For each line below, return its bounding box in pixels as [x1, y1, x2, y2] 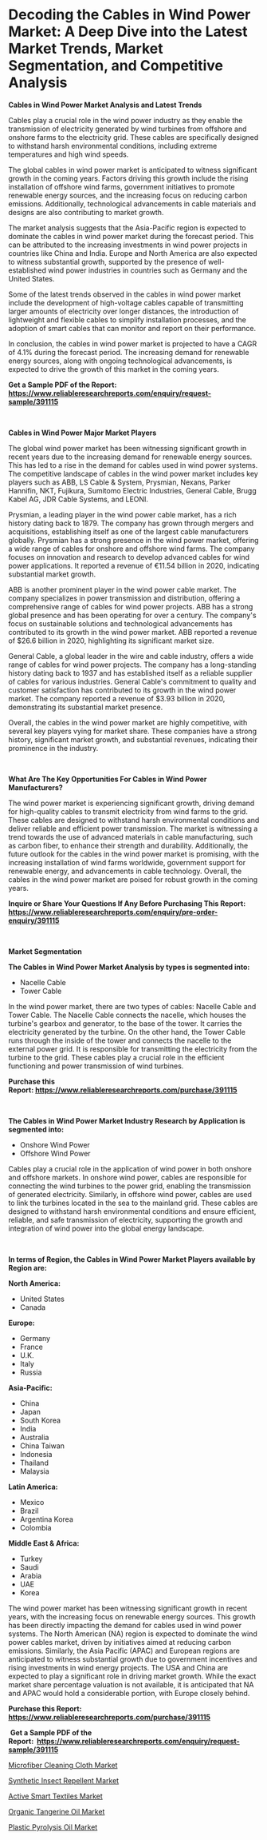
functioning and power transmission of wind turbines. [8, 1061, 184, 1071]
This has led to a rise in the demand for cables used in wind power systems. [8, 460, 258, 469]
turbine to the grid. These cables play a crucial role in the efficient [8, 1052, 225, 1062]
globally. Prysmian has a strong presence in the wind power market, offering [8, 535, 259, 545]
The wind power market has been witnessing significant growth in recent [8, 1603, 248, 1613]
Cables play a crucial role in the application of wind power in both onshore [8, 1163, 253, 1173]
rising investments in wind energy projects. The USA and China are [8, 1662, 229, 1672]
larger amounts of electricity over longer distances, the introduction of [8, 306, 239, 316]
